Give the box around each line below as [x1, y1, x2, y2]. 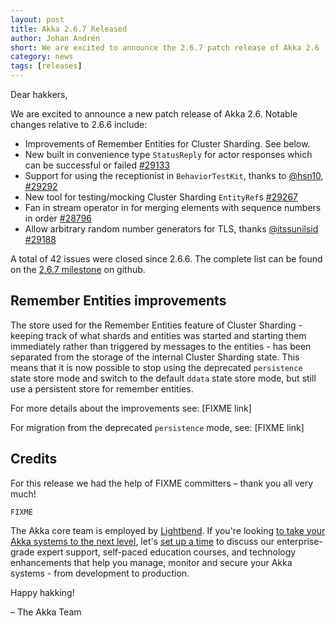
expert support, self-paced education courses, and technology [36, 546, 297, 558]
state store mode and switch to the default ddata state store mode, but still [10, 372, 317, 384]
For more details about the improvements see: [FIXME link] [10, 402, 252, 414]
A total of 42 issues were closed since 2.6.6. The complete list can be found [10, 253, 323, 265]
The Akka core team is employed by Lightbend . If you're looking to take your [10, 524, 326, 536]
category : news [10, 52, 74, 62]
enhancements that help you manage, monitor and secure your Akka [10, 556, 293, 568]
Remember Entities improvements [10, 292, 227, 310]
